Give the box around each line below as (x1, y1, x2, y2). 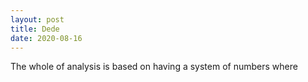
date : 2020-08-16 (10, 33, 83, 43)
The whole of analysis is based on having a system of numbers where (10, 61, 298, 73)
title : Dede (10, 24, 60, 34)
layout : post (10, 14, 65, 25)
